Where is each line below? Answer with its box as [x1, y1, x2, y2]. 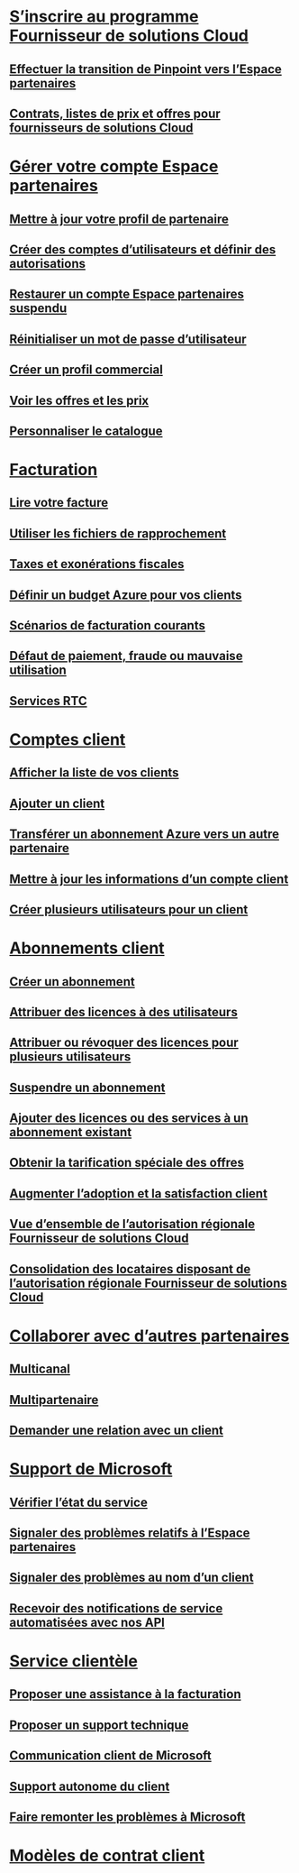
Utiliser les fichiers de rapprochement [9, 526, 227, 541]
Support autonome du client [9, 1778, 170, 1794]
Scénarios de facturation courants [9, 618, 205, 633]
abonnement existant [9, 1125, 132, 1140]
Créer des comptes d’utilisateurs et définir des [9, 242, 276, 257]
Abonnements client [9, 938, 165, 959]
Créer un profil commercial [9, 363, 164, 378]
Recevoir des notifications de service [9, 1601, 223, 1616]
